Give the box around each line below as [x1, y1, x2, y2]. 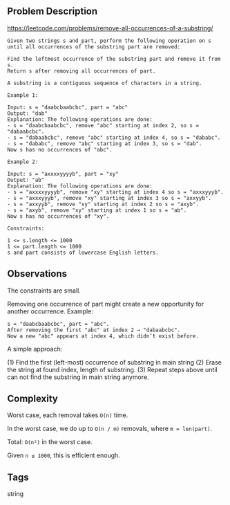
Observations [7, 268, 68, 279]
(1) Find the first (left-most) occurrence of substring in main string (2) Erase [7, 358, 222, 366]
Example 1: [7, 91, 39, 99]
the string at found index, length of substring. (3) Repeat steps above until [7, 365, 218, 374]
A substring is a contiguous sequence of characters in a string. [7, 80, 202, 86]
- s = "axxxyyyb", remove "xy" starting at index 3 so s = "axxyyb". [7, 194, 212, 201]
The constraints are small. [7, 286, 81, 295]
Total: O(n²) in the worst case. [7, 438, 93, 446]
